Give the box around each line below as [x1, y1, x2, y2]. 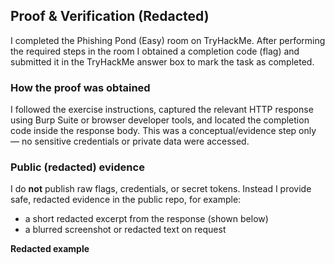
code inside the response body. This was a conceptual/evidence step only [10, 125, 317, 137]
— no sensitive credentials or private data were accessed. [10, 135, 250, 148]
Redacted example [10, 243, 90, 255]
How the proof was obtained [10, 80, 151, 94]
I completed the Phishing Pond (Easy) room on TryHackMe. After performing [10, 34, 326, 46]
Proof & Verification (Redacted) [10, 8, 210, 25]
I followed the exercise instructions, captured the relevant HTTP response [10, 104, 314, 116]
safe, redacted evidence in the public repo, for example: [10, 194, 242, 206]
